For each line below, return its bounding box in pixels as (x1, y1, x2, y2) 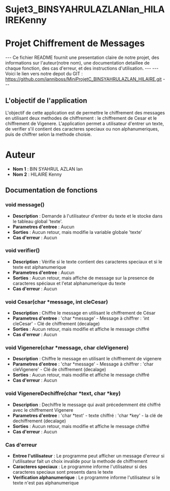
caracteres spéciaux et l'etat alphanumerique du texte (12, 280, 126, 286)
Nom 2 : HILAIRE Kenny (12, 171, 62, 177)
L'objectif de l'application (5, 96, 87, 105)
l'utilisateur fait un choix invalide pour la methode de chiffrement (12, 458, 148, 465)
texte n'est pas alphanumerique (12, 480, 79, 486)
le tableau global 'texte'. (12, 218, 63, 224)
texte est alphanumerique (12, 264, 66, 270)
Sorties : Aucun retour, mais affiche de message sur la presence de (12, 274, 154, 281)
